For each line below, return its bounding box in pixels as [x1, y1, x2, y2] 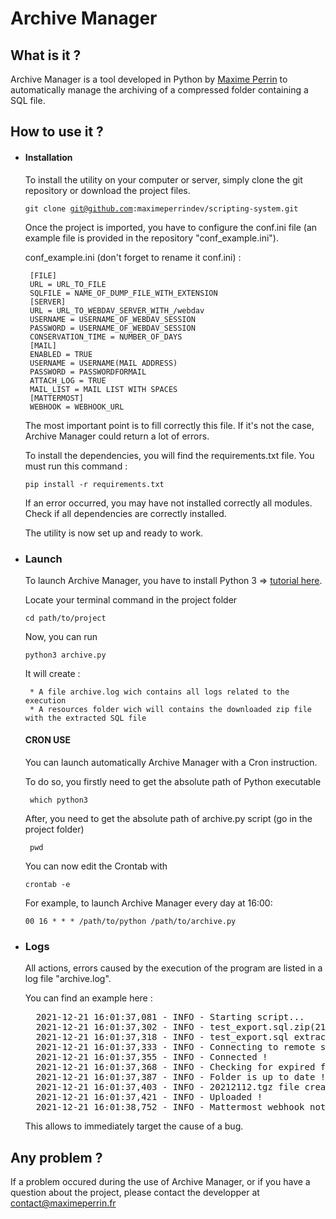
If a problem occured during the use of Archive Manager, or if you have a [10, 1176, 311, 1188]
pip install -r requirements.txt [24, 479, 165, 489]
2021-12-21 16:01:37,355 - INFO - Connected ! [35, 1052, 268, 1063]
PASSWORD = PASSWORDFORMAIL [29, 367, 147, 377]
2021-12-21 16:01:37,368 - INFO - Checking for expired [35, 1062, 316, 1073]
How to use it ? [10, 123, 104, 141]
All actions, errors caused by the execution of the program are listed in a [24, 962, 323, 974]
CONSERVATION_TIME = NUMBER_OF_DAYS [29, 332, 183, 342]
